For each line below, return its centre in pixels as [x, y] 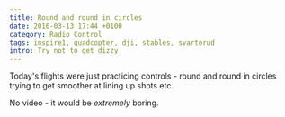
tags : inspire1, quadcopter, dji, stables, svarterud [112, 42]
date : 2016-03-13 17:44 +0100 [66, 26]
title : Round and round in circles [76, 17]
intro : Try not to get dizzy [64, 51]
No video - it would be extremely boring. [84, 103]
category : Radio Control [56, 34]
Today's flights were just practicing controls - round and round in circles [143, 76]
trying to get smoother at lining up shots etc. [91, 86]
